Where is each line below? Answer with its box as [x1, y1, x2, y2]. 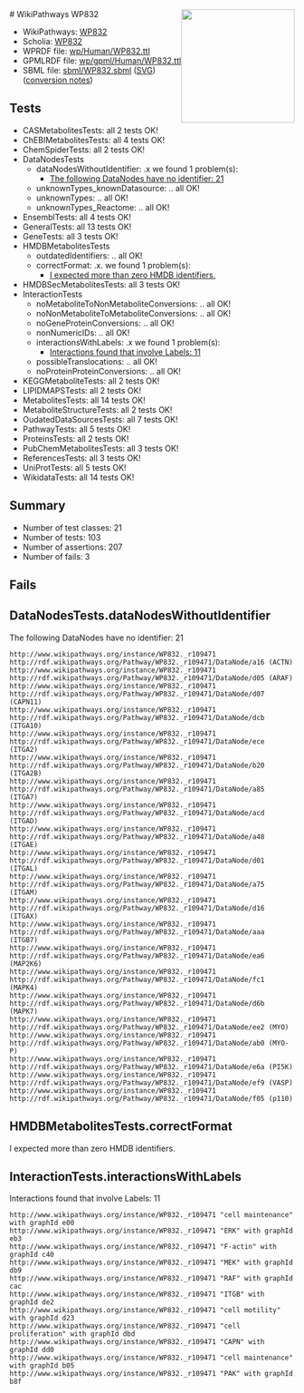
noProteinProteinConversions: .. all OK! [35, 365, 181, 376]
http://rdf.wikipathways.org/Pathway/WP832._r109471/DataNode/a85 [9, 784, 265, 794]
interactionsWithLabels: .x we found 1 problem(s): [35, 336, 221, 347]
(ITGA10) [9, 721, 43, 730]
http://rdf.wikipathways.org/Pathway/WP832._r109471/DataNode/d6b [9, 998, 265, 1008]
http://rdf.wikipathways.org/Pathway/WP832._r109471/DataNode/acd [9, 808, 265, 817]
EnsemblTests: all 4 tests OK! [22, 211, 132, 222]
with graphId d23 [9, 1314, 75, 1323]
